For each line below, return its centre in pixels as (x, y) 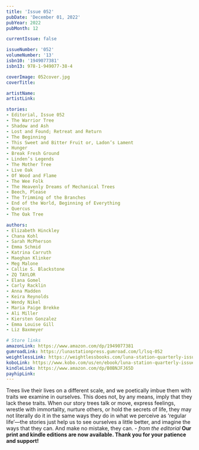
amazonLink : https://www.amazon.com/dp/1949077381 (70, 346)
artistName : (21, 93)
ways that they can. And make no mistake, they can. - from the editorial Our (99, 429)
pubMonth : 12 (22, 28)
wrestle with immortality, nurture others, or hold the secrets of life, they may (99, 410)
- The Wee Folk (25, 181)
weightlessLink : (26, 357)
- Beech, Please (26, 192)
